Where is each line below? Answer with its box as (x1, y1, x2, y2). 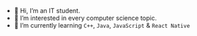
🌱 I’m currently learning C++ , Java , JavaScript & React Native (13, 21, 191, 29)
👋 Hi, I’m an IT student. (13, 7, 80, 15)
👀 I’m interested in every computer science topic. (13, 14, 157, 22)
